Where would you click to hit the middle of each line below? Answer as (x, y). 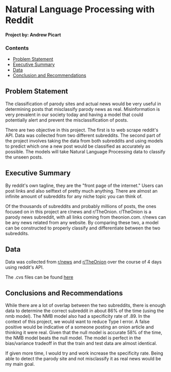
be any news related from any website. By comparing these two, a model (82, 222)
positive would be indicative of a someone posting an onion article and (80, 327)
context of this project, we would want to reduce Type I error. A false (77, 322)
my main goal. (20, 364)
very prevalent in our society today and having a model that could (74, 114)
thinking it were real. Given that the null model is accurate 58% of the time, (84, 333)
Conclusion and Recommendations (50, 76)
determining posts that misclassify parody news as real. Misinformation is (83, 109)
